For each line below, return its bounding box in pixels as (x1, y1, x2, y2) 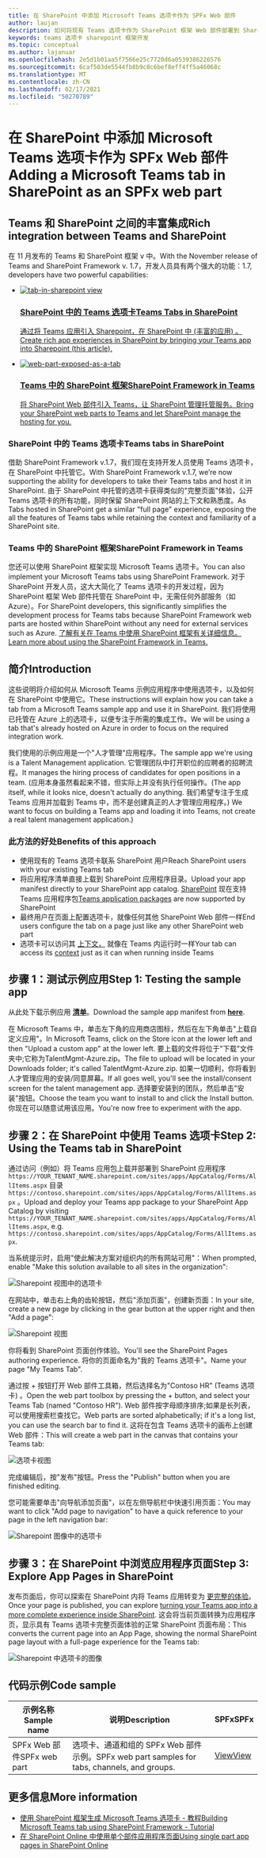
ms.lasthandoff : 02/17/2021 (8, 85, 101, 93)
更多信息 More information (8, 1791, 138, 1804)
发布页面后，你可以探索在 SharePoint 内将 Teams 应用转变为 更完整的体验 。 (8, 1591, 256, 1601)
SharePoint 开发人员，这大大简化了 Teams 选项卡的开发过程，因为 (8, 582, 224, 591)
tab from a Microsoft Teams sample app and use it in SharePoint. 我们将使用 (8, 705, 256, 714)
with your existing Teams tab (19, 864, 114, 874)
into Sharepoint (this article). (19, 344, 113, 353)
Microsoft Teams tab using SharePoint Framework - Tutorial (19, 1822, 215, 1831)
